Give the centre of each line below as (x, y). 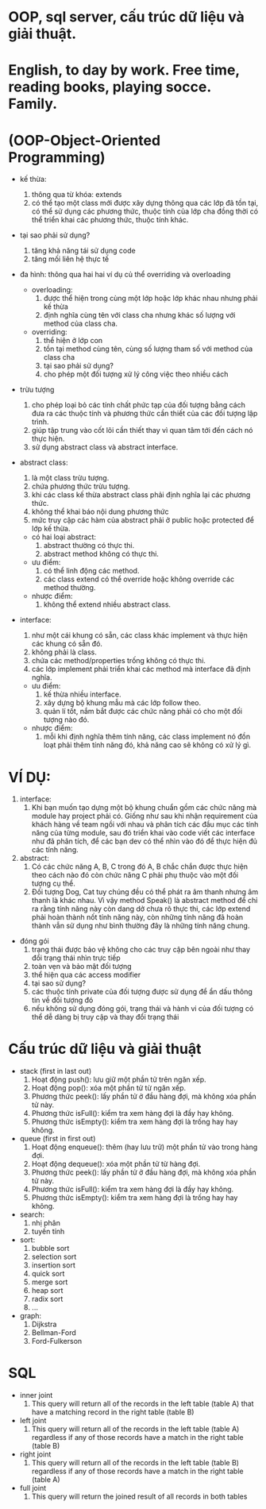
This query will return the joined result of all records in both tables (139, 1496)
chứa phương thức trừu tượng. (81, 486)
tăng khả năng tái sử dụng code (84, 251)
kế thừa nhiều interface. (82, 694)
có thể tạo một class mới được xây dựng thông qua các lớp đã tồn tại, (145, 203)
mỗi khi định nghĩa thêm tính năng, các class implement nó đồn (147, 737)
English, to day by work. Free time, (124, 70)
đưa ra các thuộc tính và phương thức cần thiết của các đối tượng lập (145, 414)
